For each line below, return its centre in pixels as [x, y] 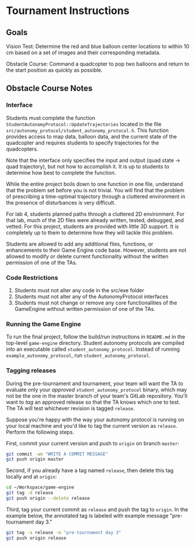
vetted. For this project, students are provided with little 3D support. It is [93, 226]
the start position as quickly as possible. [55, 70]
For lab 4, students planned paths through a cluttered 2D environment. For [95, 214]
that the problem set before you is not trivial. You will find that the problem [95, 190]
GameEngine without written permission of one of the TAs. [85, 309]
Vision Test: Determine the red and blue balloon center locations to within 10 [98, 46]
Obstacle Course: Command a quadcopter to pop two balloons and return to [98, 64]
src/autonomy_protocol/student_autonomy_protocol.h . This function [88, 130]
